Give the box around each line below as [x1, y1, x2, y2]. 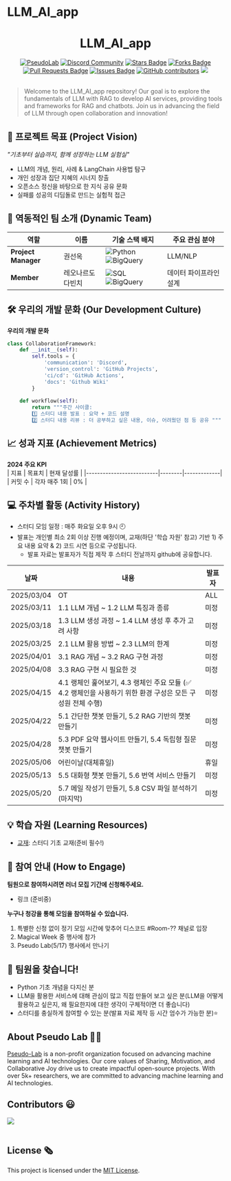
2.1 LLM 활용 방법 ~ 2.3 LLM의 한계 [58, 639, 170, 649]
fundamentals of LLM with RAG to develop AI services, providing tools [23, 94, 223, 103]
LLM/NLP [167, 251, 197, 261]
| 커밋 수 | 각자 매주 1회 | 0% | [7, 477, 87, 486]
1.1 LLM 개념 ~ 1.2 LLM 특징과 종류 [58, 603, 170, 612]
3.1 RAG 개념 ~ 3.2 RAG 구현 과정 [58, 651, 164, 661]
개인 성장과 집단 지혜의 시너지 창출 [16, 173, 109, 182]
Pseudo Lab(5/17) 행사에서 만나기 [16, 942, 110, 950]
